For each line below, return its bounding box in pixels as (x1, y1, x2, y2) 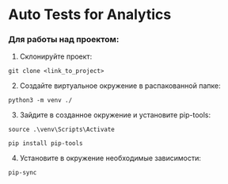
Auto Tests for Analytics (8, 6, 172, 24)
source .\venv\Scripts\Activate (8, 125, 115, 134)
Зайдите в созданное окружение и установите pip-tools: (19, 110, 211, 120)
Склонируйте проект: (19, 52, 93, 61)
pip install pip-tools (8, 140, 83, 148)
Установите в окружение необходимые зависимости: (19, 153, 202, 163)
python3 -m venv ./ (8, 97, 73, 105)
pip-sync (8, 169, 37, 177)
